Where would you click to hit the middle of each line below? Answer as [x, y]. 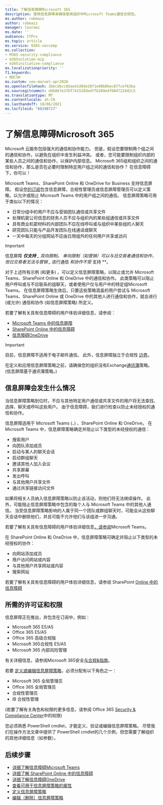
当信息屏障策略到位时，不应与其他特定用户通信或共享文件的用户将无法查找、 [81, 400]
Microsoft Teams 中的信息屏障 [42, 323]
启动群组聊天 [25, 458]
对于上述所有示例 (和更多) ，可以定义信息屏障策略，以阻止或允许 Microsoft [80, 272]
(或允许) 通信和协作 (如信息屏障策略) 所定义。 [50, 302]
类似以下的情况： [26, 201]
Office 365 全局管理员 [34, 687]
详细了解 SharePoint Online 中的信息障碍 [52, 773]
